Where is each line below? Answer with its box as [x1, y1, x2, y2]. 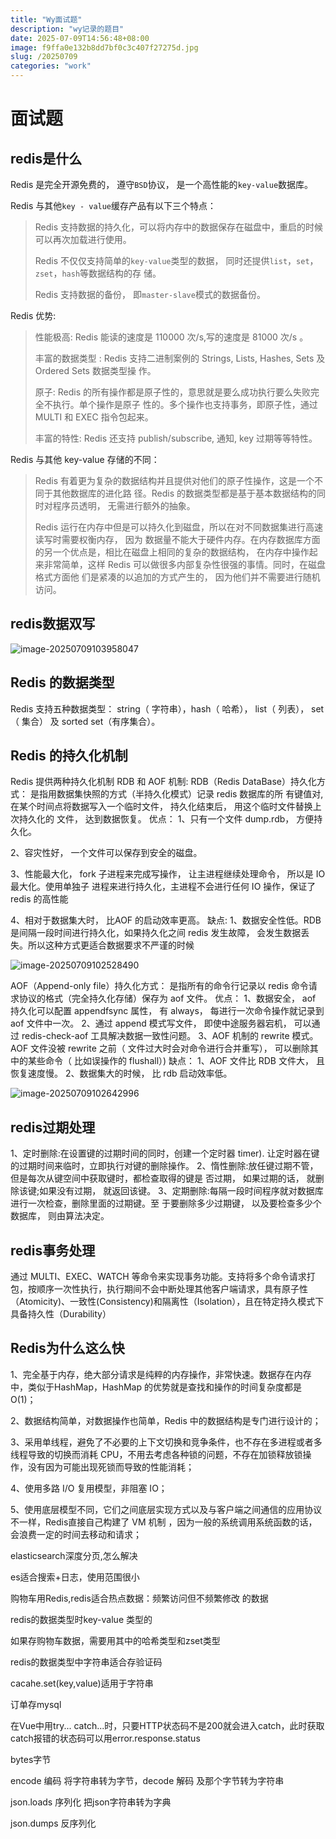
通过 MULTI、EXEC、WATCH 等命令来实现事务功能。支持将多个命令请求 [10, 1271, 307, 1283]
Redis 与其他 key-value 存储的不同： [10, 454, 160, 465]
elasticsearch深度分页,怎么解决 [10, 1549, 138, 1561]
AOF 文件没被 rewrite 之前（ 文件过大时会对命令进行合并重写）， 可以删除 [10, 1042, 310, 1055]
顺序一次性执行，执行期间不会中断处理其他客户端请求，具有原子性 [36, 1283, 308, 1295]
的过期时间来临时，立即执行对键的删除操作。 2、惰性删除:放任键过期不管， [10, 1160, 319, 1172]
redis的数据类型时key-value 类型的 [10, 1613, 153, 1625]
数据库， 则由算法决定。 [10, 1210, 110, 1222]
